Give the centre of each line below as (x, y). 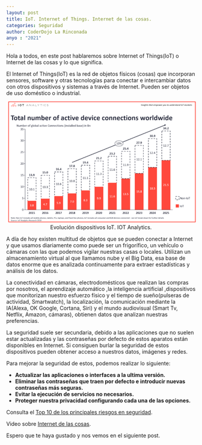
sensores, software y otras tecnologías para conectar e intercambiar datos (99, 81)
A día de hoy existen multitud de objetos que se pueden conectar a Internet (100, 239)
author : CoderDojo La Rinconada (47, 32)
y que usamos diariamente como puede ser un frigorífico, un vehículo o (95, 245)
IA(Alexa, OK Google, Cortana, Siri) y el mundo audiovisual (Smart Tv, (92, 308)
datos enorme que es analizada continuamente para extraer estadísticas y (98, 265)
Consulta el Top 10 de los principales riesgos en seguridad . (79, 413)
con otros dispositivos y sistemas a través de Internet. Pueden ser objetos (98, 87)
